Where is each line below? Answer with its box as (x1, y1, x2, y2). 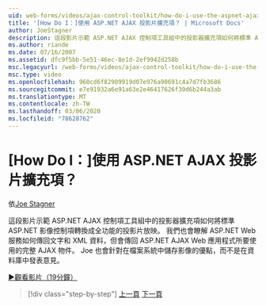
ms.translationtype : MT (8, 93, 87, 101)
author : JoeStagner (8, 26, 73, 34)
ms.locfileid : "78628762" (8, 115, 93, 123)
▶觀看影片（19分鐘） (8, 272, 78, 281)
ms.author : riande (8, 41, 69, 49)
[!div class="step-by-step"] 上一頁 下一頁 (27, 289, 163, 298)
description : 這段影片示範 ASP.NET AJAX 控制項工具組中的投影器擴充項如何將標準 (8, 33, 252, 42)
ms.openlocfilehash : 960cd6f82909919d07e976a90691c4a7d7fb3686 (8, 78, 222, 86)
